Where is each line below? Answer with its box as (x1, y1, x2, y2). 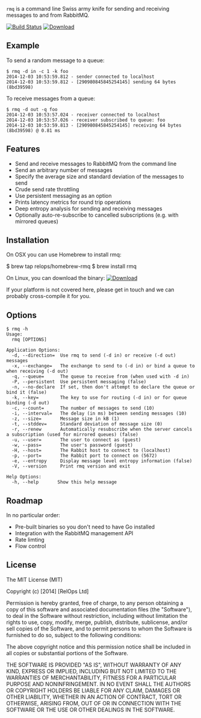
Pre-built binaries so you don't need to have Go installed (14, 523, 155, 530)
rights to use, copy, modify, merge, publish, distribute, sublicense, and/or (6, 618, 188, 626)
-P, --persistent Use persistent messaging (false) (11, 379, 147, 385)
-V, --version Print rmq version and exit (11, 463, 131, 469)
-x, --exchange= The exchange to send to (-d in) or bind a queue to (11, 363, 196, 369)
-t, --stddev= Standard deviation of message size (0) (11, 421, 163, 427)
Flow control (14, 542, 46, 550)
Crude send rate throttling (14, 185, 79, 192)
